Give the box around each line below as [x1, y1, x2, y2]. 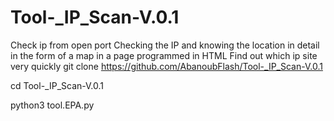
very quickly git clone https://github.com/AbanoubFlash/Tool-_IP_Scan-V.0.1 [10, 60, 323, 72]
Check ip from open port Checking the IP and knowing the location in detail [10, 39, 320, 51]
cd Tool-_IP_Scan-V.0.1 [10, 79, 104, 91]
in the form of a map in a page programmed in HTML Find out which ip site [10, 49, 318, 61]
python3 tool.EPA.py [10, 99, 95, 111]
